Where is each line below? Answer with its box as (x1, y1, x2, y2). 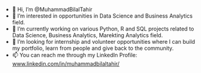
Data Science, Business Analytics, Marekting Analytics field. (12, 32, 163, 39)
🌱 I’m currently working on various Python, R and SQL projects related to (12, 25, 194, 32)
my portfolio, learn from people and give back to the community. (12, 44, 174, 52)
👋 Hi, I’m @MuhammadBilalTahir (12, 6, 93, 13)
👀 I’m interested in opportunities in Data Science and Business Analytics (12, 12, 193, 19)
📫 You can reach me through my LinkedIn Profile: (12, 52, 138, 58)
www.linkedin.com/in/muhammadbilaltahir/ (12, 60, 120, 67)
